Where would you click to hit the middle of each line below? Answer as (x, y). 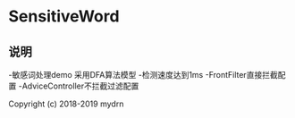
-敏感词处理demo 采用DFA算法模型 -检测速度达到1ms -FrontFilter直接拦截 (143, 75)
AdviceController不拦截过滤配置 (80, 86)
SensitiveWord (64, 17)
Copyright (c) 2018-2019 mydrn (66, 104)
